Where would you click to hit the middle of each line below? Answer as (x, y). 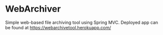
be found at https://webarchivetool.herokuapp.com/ (58, 27)
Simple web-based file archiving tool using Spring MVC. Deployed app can (81, 22)
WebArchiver (33, 9)
